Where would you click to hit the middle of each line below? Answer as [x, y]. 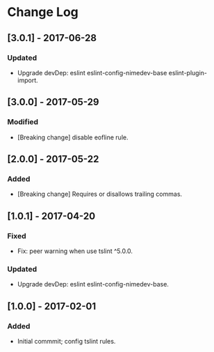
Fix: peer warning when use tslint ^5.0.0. [75, 251]
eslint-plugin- [188, 72]
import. [27, 80]
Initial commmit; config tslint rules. [66, 341]
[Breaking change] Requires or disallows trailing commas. [100, 194]
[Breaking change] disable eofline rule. [73, 137]
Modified [23, 122]
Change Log [43, 12]
